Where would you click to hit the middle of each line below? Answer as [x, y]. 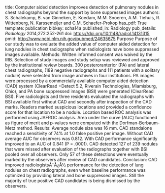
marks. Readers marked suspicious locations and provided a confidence [78, 107]
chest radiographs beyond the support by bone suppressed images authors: [82, 12]
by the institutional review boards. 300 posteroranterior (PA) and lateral [77, 65]
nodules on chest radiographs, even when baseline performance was [76, 170]
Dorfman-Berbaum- [140, 123]
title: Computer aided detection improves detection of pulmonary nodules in [82, 7]
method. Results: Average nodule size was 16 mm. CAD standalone [84, 128]
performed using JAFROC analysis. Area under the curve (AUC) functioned [81, 118]
